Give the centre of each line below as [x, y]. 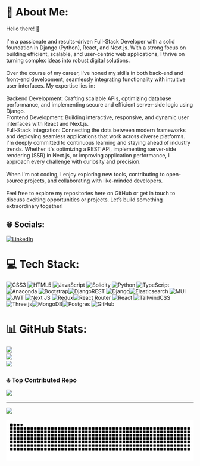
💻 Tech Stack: [43, 264]
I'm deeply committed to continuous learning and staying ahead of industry [98, 142]
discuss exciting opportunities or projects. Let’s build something [85, 200]
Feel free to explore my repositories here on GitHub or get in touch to [91, 193]
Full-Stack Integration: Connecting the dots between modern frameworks [96, 130]
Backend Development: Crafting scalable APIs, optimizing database [89, 98]
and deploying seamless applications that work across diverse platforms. [96, 136]
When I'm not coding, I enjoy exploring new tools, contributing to [85, 174]
